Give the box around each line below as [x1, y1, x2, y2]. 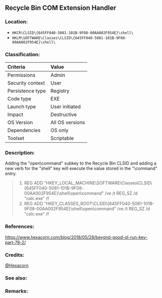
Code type [7, 95, 31, 102]
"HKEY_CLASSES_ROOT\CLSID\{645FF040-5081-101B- [44, 201, 155, 207]
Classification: [5, 51, 40, 58]
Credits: [5, 251, 25, 258]
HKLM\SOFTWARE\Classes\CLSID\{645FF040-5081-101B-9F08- [12, 35, 127, 40]
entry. [5, 171, 17, 177]
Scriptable [50, 134, 74, 141]
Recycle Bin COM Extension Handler [5, 4, 117, 12]
